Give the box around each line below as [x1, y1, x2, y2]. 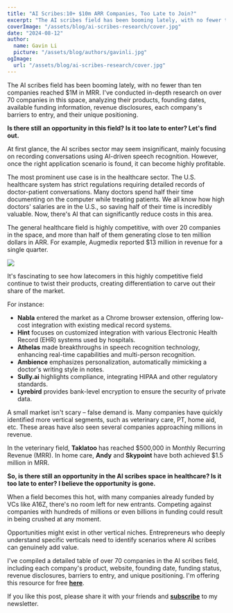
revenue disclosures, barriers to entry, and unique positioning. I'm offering [7, 571, 220, 580]
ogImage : [7, 56, 33, 62]
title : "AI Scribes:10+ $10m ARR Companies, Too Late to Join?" [7, 10, 197, 17]
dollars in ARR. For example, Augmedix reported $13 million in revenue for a [7, 237, 223, 246]
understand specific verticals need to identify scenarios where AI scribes [7, 535, 216, 544]
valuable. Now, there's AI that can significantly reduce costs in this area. [7, 210, 214, 218]
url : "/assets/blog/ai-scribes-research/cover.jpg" [13, 62, 166, 69]
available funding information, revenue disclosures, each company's [7, 103, 202, 111]
